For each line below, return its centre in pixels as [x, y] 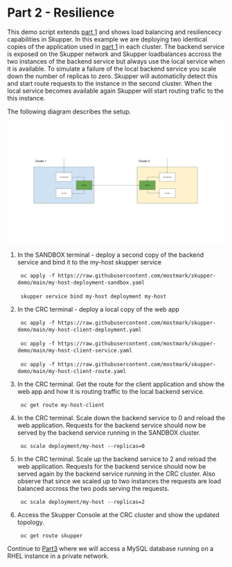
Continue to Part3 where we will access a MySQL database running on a [110, 549]
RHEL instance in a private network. [58, 556]
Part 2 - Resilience [61, 13]
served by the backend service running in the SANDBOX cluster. [109, 433]
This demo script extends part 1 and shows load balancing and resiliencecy [114, 32]
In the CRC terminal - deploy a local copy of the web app [98, 309]
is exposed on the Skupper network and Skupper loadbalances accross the [115, 54]
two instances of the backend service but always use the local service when [116, 61]
